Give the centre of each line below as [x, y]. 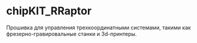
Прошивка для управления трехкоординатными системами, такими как [99, 27]
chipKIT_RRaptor [49, 11]
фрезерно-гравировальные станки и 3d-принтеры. [72, 33]
